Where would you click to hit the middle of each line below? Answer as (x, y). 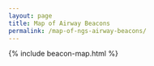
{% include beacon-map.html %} (64, 54)
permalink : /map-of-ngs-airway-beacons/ (78, 31)
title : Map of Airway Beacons (60, 23)
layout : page (30, 16)
